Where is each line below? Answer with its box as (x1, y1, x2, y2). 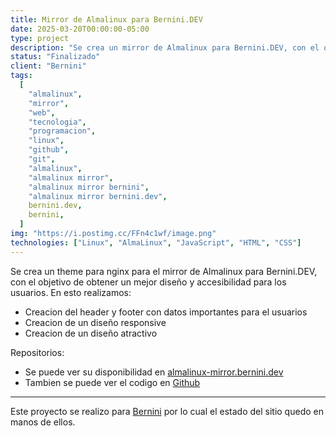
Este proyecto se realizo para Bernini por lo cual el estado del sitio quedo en (10, 405, 324, 417)
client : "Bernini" (10, 61, 87, 71)
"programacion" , (28, 126, 97, 136)
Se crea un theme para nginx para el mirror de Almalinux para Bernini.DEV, (10, 265, 318, 277)
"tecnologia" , (28, 117, 87, 127)
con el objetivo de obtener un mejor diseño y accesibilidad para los (10, 276, 287, 288)
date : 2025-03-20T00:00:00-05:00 (10, 24, 150, 34)
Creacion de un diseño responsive (24, 316, 167, 328)
